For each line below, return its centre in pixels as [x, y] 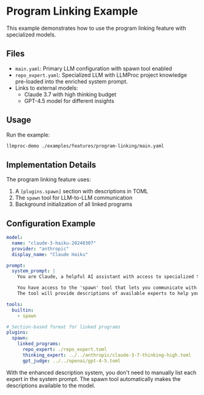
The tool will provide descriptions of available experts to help [103, 294]
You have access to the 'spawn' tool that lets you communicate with [107, 288]
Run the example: [28, 135]
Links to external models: [46, 88]
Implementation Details [51, 165]
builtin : [23, 310]
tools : [15, 304]
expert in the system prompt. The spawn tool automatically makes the [93, 379]
